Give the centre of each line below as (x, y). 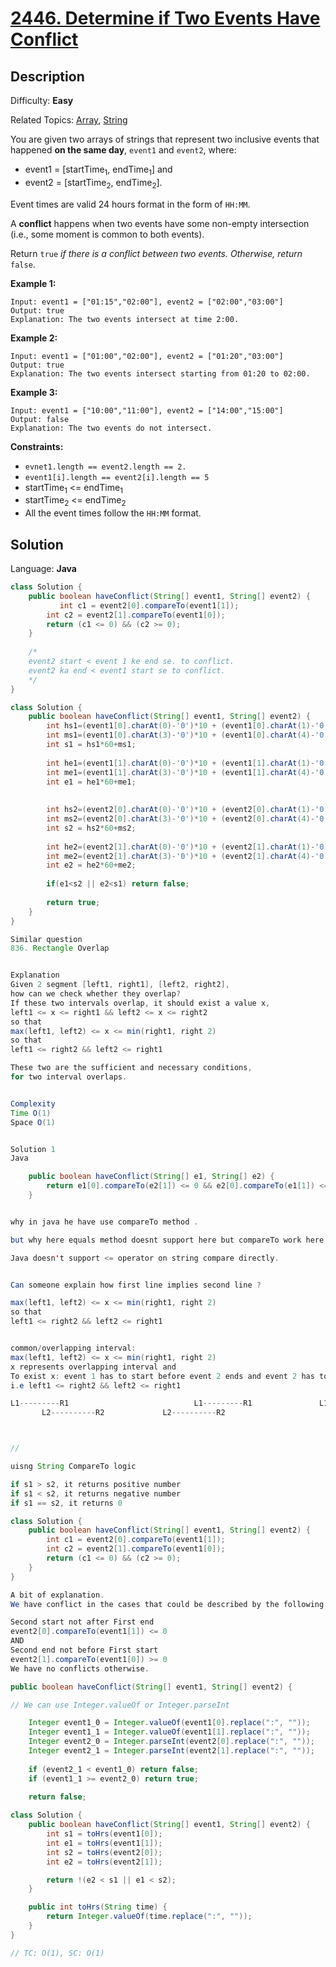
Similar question (46, 939)
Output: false (40, 419)
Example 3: (34, 392)
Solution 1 (33, 1149)
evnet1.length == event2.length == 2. (105, 467)
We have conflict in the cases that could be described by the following (167, 1604)
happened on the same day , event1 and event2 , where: (123, 150)
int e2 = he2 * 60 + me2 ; (91, 865)
